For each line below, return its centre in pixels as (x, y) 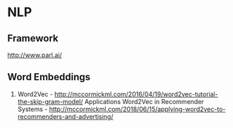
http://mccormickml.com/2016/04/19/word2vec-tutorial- (136, 94)
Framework (33, 38)
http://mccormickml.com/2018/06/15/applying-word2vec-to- (137, 109)
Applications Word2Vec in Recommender (144, 101)
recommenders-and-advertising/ (65, 116)
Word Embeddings (49, 77)
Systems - (32, 109)
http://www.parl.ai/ (35, 55)
